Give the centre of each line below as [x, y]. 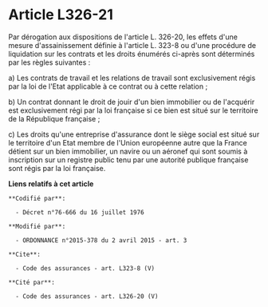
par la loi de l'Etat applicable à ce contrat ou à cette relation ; [108, 86]
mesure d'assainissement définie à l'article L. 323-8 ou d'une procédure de [132, 45]
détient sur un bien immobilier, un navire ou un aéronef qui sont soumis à [128, 151]
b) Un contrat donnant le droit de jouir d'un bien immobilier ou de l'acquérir [132, 102]
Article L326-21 [61, 15]
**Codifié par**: [37, 198]
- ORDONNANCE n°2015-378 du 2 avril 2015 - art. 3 [101, 240]
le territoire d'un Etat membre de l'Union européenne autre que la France [128, 142]
